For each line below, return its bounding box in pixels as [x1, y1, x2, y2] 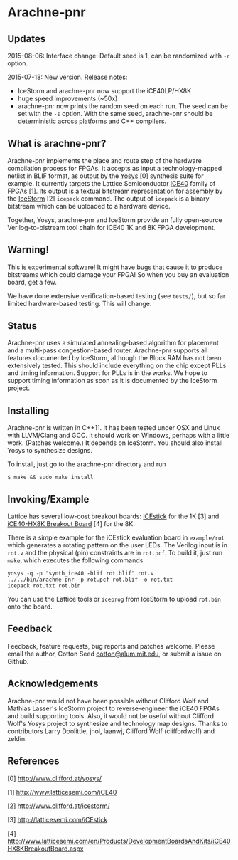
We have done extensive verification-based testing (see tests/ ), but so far [7, 291, 226, 300]
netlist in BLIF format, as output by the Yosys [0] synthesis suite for [7, 172, 204, 180]
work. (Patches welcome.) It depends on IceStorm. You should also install [7, 439, 223, 447]
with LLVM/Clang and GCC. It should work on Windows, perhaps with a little [7, 431, 229, 440]
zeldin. [7, 734, 27, 743]
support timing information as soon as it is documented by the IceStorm [7, 377, 217, 385]
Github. [7, 656, 29, 666]
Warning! [7, 243, 50, 256]
